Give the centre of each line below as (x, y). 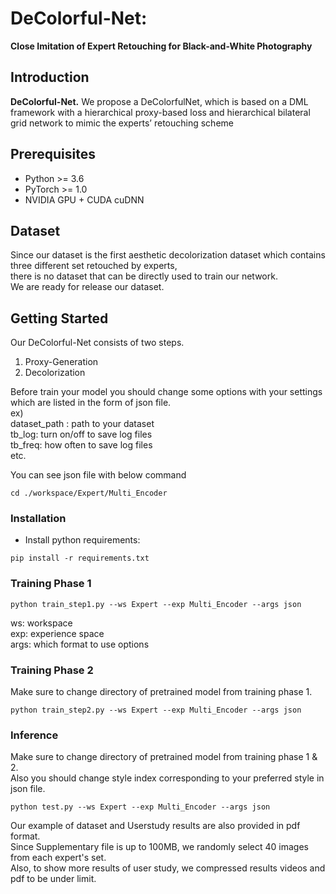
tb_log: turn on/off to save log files (81, 434)
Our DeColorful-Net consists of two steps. (97, 343)
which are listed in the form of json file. (91, 403)
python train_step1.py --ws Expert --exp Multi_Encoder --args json (156, 604)
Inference (34, 735)
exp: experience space (57, 633)
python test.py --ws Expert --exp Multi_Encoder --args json (140, 807)
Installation (38, 519)
